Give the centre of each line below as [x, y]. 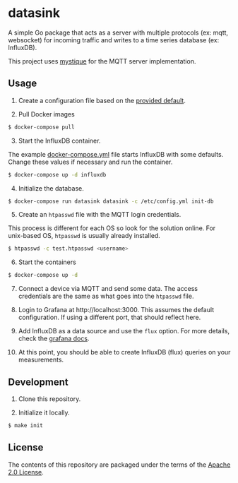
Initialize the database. [51, 188]
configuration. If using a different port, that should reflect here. [109, 317]
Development [38, 382]
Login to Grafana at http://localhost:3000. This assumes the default [116, 310]
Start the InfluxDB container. [59, 141]
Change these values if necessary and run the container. [90, 162]
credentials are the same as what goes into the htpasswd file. [106, 296]
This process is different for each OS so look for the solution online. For [112, 228]
